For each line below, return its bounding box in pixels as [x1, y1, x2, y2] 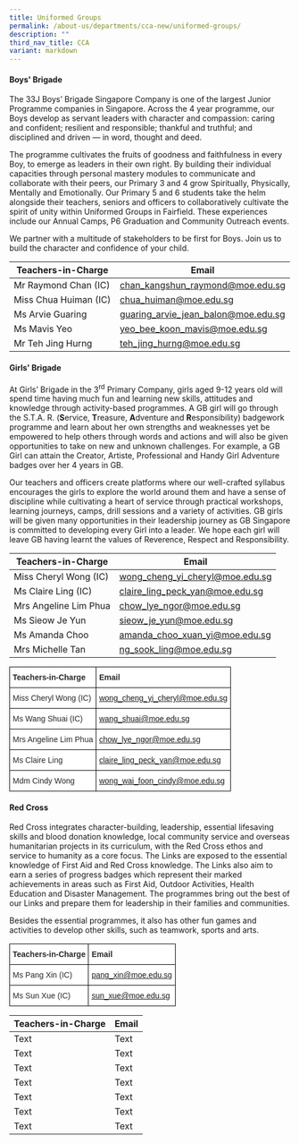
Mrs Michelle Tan [13, 644, 87, 656]
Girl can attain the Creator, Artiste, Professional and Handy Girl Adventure [9, 450, 280, 461]
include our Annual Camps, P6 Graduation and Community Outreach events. [9, 216, 290, 226]
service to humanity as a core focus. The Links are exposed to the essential [9, 850, 287, 861]
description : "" [9, 30, 70, 38]
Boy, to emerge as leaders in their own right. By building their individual [9, 158, 271, 170]
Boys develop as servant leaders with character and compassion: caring [9, 113, 275, 124]
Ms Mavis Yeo [13, 323, 73, 336]
